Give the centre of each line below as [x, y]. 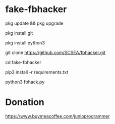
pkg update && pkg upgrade [35, 23]
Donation [25, 102]
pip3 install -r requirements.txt [37, 72]
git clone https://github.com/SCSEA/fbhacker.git [55, 52]
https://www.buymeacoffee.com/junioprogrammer [57, 116]
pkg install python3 [25, 43]
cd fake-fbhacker [23, 62]
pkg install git [19, 33]
